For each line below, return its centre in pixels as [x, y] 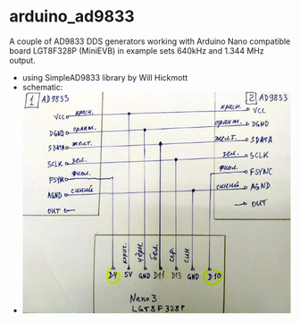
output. [22, 60]
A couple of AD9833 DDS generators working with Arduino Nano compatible [150, 41]
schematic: [42, 87]
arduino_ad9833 [72, 17]
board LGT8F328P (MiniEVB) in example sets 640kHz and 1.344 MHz [137, 50]
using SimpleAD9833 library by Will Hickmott [105, 77]
